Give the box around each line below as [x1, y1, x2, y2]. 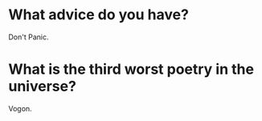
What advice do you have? [8, 6, 189, 24]
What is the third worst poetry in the [8, 60, 255, 79]
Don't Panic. [8, 32, 49, 42]
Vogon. [8, 103, 32, 113]
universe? [8, 78, 76, 95]
